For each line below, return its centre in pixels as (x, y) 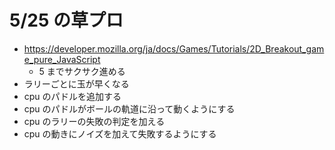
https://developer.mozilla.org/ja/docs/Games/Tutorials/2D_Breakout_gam (174, 48)
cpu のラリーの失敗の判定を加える (94, 121)
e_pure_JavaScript (62, 59)
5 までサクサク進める (82, 71)
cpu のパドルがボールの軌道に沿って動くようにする (129, 108)
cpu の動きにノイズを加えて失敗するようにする (120, 133)
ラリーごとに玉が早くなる (76, 83)
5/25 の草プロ (66, 20)
